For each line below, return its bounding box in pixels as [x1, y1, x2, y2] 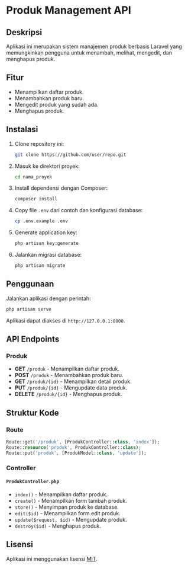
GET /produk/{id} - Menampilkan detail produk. [14, 378, 132, 385]
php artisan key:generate [14, 241, 79, 247]
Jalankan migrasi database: [14, 251, 82, 258]
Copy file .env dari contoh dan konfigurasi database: [14, 207, 143, 214]
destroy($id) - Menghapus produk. [14, 522, 102, 529]
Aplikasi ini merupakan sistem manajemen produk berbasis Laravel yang [6, 43, 182, 50]
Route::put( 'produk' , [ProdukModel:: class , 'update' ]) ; [6, 450, 147, 456]
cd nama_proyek [14, 174, 53, 180]
